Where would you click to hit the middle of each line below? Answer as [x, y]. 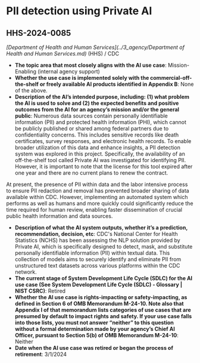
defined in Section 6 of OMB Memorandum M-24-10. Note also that [99, 303]
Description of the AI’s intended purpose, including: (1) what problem [102, 97]
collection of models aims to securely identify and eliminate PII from [98, 259]
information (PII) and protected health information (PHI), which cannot [100, 122]
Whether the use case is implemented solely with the [82, 78]
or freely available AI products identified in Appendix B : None [117, 84]
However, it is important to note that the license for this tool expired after [104, 166]
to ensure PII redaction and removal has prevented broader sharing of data [98, 191]
